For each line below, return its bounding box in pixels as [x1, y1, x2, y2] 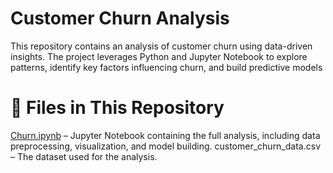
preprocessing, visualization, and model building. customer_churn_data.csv [10, 140, 322, 152]
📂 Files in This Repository [10, 97, 225, 119]
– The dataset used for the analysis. [10, 150, 158, 162]
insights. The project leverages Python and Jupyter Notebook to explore [10, 50, 308, 62]
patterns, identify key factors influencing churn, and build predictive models [10, 61, 323, 73]
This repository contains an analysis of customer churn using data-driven [10, 40, 313, 52]
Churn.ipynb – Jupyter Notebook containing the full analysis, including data [10, 129, 321, 141]
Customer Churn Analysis [10, 7, 230, 30]
